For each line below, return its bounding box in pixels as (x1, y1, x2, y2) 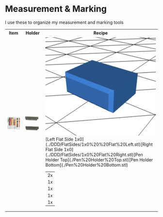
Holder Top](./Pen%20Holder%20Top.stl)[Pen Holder (45, 157, 153, 163)
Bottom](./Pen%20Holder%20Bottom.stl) (45, 162, 129, 168)
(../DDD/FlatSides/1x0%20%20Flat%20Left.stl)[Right (45, 141, 153, 147)
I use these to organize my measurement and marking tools (5, 19, 124, 25)
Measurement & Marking (5, 3, 107, 15)
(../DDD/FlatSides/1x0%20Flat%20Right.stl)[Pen (45, 152, 143, 158)
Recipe (93, 30, 108, 36)
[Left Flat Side (45, 137, 74, 142)
